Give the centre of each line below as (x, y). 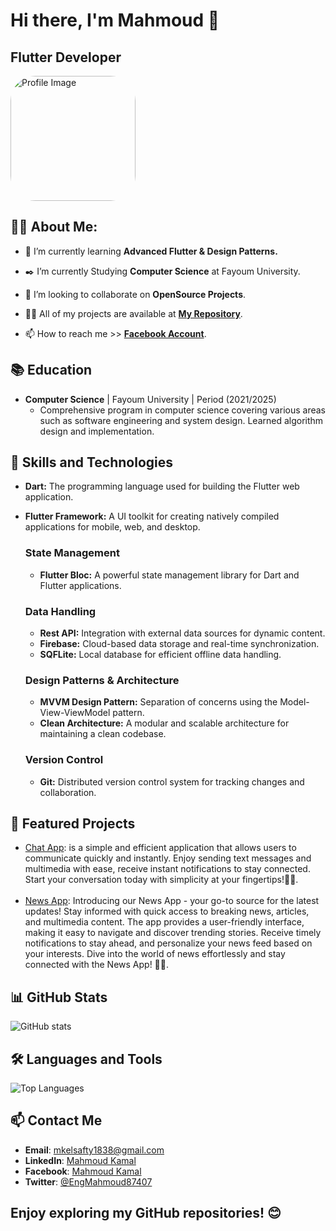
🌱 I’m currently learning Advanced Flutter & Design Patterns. (151, 251)
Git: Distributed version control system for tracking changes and (172, 781)
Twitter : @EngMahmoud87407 (88, 1181)
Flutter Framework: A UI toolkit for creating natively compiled (152, 516)
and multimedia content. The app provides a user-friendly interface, (164, 922)
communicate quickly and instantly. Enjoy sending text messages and (168, 858)
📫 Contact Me (56, 1120)
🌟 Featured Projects (73, 824)
